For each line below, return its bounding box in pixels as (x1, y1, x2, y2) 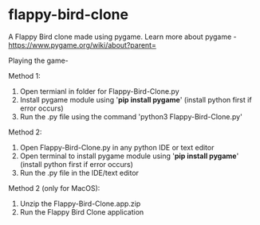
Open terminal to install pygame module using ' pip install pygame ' (19, 151, 239, 161)
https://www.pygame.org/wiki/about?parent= (8, 40, 157, 49)
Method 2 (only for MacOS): (8, 183, 100, 192)
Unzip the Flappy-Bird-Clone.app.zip (19, 199, 141, 208)
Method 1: (8, 71, 41, 80)
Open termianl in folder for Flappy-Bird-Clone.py (19, 86, 179, 96)
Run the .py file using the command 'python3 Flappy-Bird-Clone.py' (19, 111, 243, 121)
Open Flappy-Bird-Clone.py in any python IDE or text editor (19, 142, 215, 152)
